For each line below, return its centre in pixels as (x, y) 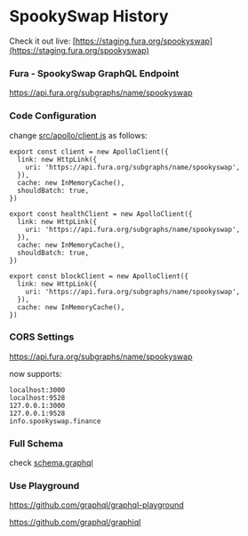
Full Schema (36, 444)
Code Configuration (53, 116)
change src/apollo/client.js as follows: (79, 135)
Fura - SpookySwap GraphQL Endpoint (94, 73)
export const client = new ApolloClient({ (89, 152)
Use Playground (44, 486)
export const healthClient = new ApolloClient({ (101, 214)
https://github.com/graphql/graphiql (75, 523)
